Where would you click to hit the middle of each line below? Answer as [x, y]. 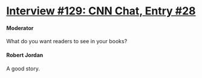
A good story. [23, 68]
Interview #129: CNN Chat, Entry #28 [101, 11]
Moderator [20, 28]
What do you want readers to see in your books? [67, 41]
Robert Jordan [25, 55]
